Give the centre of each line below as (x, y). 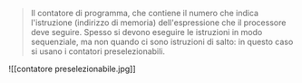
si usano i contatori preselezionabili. (97, 51)
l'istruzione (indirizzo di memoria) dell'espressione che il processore (158, 23)
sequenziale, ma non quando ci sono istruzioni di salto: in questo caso (162, 41)
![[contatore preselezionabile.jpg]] (73, 69)
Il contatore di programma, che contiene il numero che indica (145, 13)
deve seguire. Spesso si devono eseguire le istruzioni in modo (146, 32)
